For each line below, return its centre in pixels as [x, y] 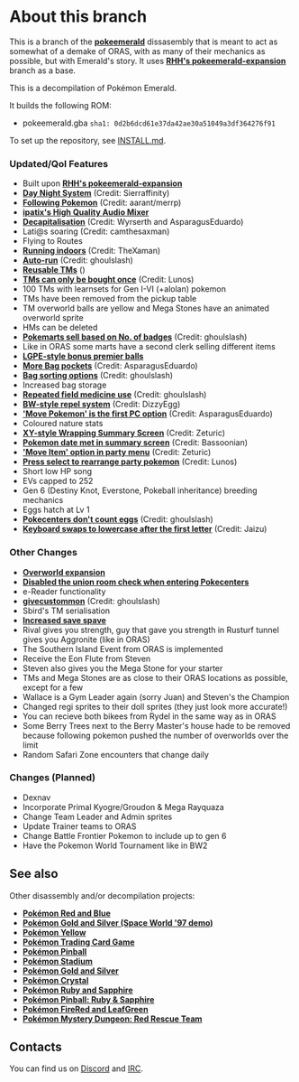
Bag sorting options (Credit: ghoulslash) [98, 376]
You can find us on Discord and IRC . [77, 1068]
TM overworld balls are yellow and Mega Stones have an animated [146, 308]
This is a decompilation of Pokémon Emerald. [93, 88]
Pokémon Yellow [54, 932]
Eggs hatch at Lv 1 [56, 510]
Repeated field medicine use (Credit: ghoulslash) [114, 395]
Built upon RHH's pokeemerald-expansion [102, 183]
